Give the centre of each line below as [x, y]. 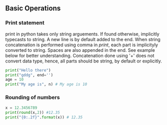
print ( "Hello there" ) [28, 70]
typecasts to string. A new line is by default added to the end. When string [83, 39]
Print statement [25, 23]
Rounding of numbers [32, 98]
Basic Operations [33, 8]
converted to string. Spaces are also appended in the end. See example [80, 50]
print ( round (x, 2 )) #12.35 [32, 113]
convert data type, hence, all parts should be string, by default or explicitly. [84, 61]
